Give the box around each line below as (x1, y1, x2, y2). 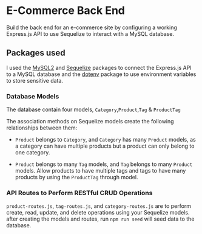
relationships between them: (6, 124, 78, 131)
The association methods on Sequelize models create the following (6, 118, 174, 125)
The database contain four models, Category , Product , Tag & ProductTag (6, 106, 181, 113)
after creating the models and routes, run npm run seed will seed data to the (6, 215, 195, 222)
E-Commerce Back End (6, 4, 126, 18)
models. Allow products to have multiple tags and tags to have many (15, 167, 186, 174)
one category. (15, 149, 50, 156)
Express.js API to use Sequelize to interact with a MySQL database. (6, 30, 175, 37)
